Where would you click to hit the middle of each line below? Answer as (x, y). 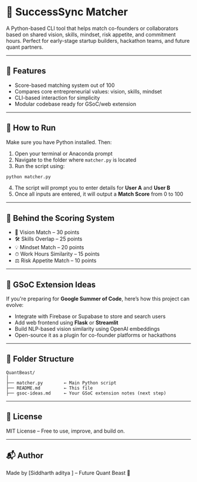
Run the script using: (40, 166)
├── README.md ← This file (50, 388)
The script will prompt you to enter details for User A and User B (92, 188)
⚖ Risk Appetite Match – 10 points (55, 260)
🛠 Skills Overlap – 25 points (48, 239)
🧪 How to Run (31, 128)
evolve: (15, 305)
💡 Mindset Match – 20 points (49, 247)
